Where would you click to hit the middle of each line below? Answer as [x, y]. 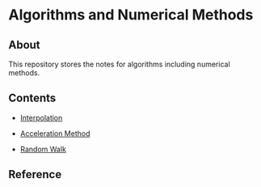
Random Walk [43, 149]
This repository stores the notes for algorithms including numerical [119, 64]
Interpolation [41, 117]
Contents [32, 98]
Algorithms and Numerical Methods [131, 15]
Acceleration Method [55, 133]
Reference [35, 174]
